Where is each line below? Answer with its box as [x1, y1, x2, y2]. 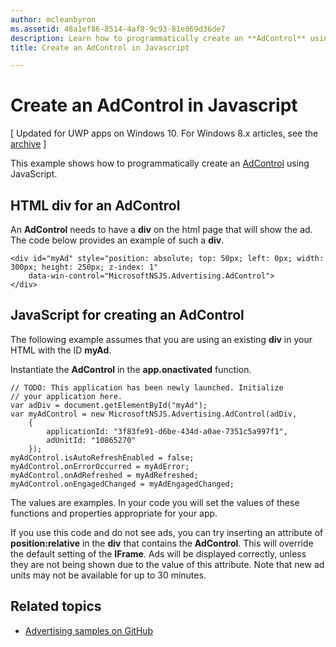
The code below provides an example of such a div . [10, 234, 225, 246]
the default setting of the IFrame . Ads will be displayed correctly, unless [10, 547, 307, 560]
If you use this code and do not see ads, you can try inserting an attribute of [10, 526, 324, 538]
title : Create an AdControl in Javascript [10, 42, 190, 53]
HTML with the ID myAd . [10, 344, 112, 356]
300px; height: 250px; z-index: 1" [10, 262, 159, 272]
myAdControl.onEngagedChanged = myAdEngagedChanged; [10, 479, 235, 489]
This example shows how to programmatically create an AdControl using [10, 157, 310, 170]
